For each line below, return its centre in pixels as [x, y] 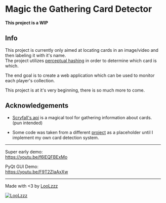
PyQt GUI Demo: [22, 167]
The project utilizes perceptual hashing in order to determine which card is [81, 61]
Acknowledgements [37, 106]
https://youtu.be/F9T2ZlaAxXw [37, 171]
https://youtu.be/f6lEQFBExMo [36, 157]
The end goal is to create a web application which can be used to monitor [80, 75]
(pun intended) [27, 123]
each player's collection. [30, 80]
